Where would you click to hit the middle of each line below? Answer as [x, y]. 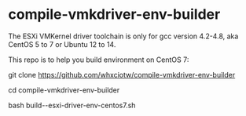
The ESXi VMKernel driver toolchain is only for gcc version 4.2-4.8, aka [123, 36]
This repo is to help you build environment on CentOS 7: [99, 60]
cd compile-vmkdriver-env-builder [64, 90]
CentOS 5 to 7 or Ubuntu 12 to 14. [62, 44]
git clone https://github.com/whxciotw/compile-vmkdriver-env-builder [122, 74]
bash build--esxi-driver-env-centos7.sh [72, 105]
